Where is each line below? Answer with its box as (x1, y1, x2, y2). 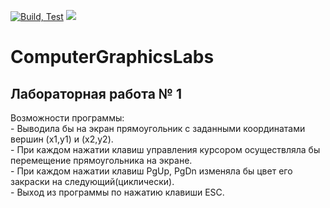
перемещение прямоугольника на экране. (10, 155, 193, 166)
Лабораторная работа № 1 (10, 85, 182, 102)
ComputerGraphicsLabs (10, 46, 215, 69)
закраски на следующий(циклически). (10, 176, 175, 187)
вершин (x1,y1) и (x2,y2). (10, 133, 114, 145)
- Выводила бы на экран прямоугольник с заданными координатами (10, 123, 306, 134)
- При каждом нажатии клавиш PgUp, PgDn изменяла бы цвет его (10, 165, 293, 177)
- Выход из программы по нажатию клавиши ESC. (10, 186, 225, 198)
